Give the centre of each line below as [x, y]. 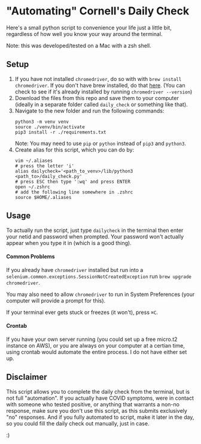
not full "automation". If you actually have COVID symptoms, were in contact [100, 398]
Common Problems [31, 256]
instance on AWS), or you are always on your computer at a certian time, [96, 345]
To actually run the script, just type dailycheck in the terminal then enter [95, 230]
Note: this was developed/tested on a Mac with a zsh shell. [79, 46]
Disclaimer [27, 377]
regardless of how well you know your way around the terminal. [84, 34]
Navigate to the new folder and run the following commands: [89, 111]
